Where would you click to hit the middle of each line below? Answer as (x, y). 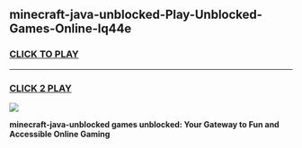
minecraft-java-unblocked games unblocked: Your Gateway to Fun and (145, 124)
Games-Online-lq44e (71, 29)
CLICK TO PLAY (44, 55)
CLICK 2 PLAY (40, 88)
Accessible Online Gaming (60, 134)
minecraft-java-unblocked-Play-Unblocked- (136, 15)
